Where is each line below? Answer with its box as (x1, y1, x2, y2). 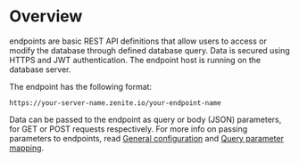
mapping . (9, 142, 45, 153)
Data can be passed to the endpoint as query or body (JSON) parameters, (9, 114, 282, 125)
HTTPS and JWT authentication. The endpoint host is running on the (9, 54, 262, 65)
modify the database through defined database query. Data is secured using (9, 45, 290, 55)
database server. (9, 64, 71, 75)
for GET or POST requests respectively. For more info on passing (9, 123, 248, 134)
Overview (9, 6, 83, 27)
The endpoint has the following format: (9, 81, 153, 92)
